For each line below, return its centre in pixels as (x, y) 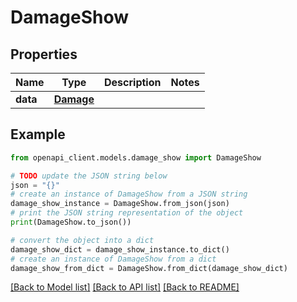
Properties (44, 54)
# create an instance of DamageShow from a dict (113, 259)
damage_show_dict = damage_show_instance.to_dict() (120, 249)
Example (38, 134)
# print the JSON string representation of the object (127, 213)
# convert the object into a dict (82, 240)
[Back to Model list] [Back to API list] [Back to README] (125, 287)
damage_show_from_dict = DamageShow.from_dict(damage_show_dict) (149, 268)
